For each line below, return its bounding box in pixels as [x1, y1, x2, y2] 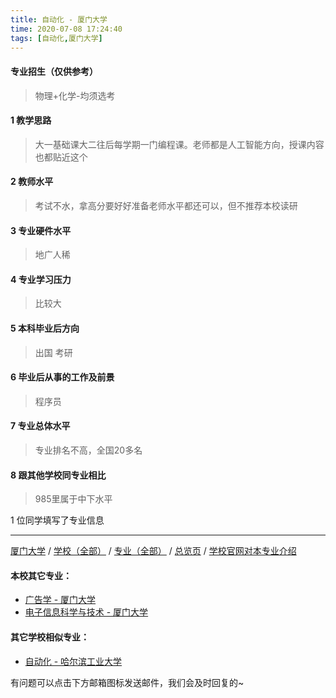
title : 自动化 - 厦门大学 [10, 14, 108, 25]
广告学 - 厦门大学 [24, 594, 97, 606]
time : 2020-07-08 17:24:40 [10, 24, 123, 34]
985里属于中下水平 [34, 493, 113, 505]
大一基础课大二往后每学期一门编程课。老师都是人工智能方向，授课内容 [34, 138, 325, 150]
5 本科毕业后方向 [10, 322, 80, 334]
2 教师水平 [10, 176, 54, 188]
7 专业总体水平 [10, 420, 71, 432]
